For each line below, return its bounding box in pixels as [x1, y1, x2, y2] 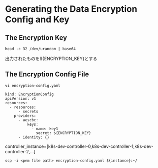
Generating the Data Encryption [5, 3, 138, 15]
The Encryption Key [5, 33, 67, 42]
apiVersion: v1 [5, 96, 36, 101]
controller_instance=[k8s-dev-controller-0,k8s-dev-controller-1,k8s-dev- [5, 143, 154, 149]
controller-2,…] [5, 148, 36, 154]
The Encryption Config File [5, 70, 89, 79]
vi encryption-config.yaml [5, 83, 61, 88]
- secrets [18, 109, 38, 114]
